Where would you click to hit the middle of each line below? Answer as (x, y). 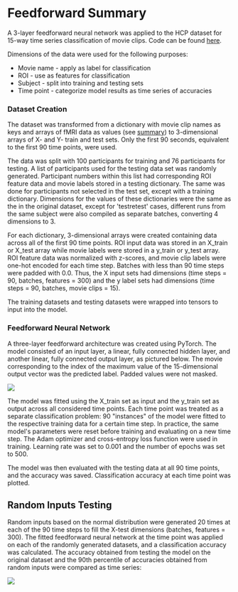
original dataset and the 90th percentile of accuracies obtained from (107, 560)
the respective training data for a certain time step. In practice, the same (113, 423)
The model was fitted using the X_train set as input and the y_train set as (113, 401)
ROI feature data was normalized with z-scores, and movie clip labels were (117, 258)
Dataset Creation (37, 109)
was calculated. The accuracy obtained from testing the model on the (109, 552)
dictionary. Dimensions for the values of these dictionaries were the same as (119, 199)
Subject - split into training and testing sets (81, 83)
